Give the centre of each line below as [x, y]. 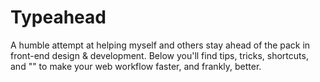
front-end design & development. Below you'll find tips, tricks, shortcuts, [159, 55]
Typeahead [58, 17]
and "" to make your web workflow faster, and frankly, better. [136, 66]
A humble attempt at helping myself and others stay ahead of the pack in [160, 45]
